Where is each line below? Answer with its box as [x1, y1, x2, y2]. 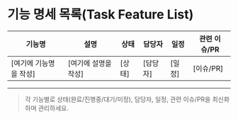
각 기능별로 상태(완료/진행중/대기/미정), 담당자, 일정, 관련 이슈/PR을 [24, 95, 211, 103]
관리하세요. [38, 103, 69, 112]
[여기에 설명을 [67, 58, 112, 68]
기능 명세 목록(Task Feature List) [7, 6, 194, 23]
